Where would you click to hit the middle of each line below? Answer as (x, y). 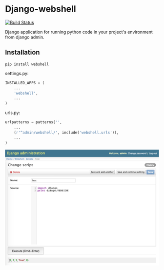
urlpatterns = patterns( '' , (34, 122)
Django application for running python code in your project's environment (79, 32)
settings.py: (17, 73)
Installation (22, 52)
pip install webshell (27, 64)
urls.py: (13, 113)
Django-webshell (41, 9)
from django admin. (25, 37)
